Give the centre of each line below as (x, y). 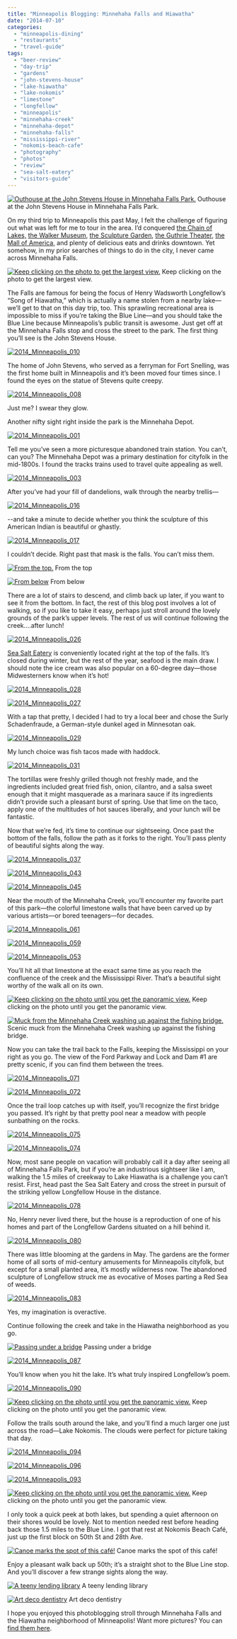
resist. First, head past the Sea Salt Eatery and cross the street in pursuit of (117, 1184)
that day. (20, 1438)
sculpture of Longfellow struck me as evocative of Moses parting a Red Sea (118, 1277)
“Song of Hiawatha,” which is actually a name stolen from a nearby (105, 300)
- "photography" (37, 152)
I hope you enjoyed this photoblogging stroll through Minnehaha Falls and (114, 1613)
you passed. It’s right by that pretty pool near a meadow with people (107, 1113)
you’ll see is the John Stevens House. (62, 338)
